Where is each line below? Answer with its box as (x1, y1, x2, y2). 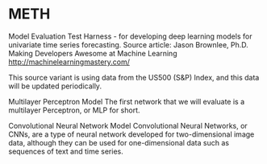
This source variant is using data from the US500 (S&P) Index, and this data (8, 72, 260, 82)
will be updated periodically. (8, 81, 102, 91)
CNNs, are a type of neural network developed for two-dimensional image (8, 129, 255, 139)
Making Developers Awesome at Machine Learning (8, 48, 177, 58)
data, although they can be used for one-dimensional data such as (8, 137, 230, 147)
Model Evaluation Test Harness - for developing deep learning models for (8, 31, 252, 41)
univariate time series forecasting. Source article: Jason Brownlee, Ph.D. (8, 39, 248, 49)
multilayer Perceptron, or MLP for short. (8, 105, 140, 115)
